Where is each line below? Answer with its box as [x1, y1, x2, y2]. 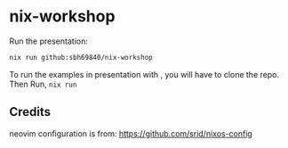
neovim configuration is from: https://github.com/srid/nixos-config [9, 127, 253, 139]
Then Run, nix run [9, 78, 77, 89]
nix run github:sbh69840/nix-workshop [9, 53, 153, 62]
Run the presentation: [9, 36, 89, 46]
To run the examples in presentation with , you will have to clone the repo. [9, 69, 280, 79]
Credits [9, 104, 52, 119]
